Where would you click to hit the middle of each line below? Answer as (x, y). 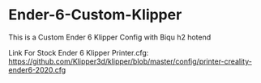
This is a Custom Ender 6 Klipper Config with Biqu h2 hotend (110, 37)
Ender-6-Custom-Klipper (95, 15)
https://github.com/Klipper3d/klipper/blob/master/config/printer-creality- (130, 61)
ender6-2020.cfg (37, 69)
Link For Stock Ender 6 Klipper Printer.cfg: (79, 52)
